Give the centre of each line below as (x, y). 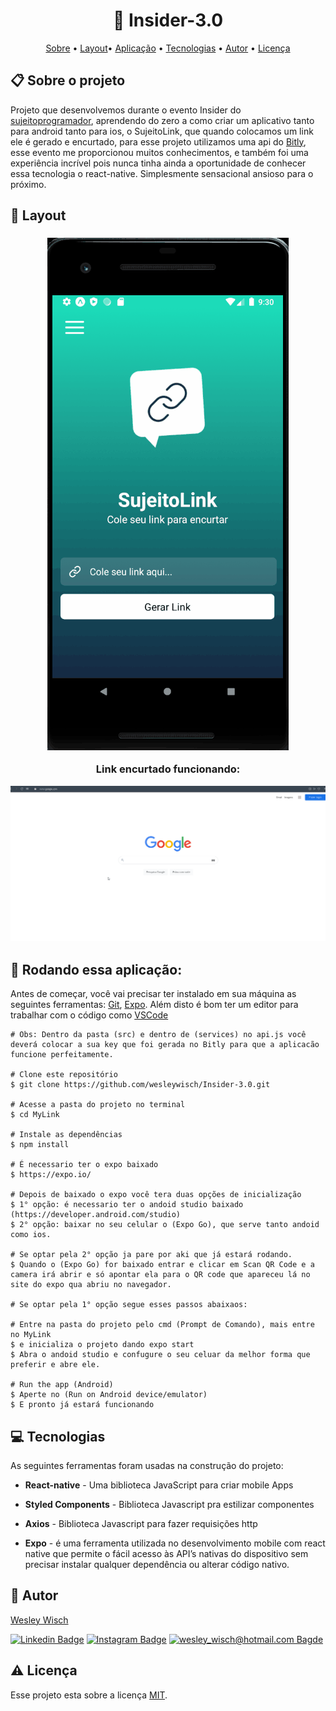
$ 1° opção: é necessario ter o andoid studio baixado (127, 1205)
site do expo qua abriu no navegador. (91, 1285)
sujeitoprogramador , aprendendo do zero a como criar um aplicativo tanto (162, 120)
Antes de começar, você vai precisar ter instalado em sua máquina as (153, 994)
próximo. (28, 184)
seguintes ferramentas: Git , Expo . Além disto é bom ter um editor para (154, 1005)
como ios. (31, 1235)
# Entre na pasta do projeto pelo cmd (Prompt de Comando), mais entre (162, 1325)
